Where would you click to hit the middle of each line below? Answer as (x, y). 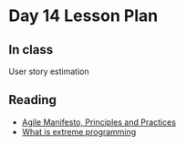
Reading (32, 100)
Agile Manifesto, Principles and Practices (99, 122)
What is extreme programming (79, 131)
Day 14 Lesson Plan (83, 16)
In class (31, 50)
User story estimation (49, 71)
